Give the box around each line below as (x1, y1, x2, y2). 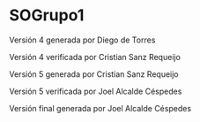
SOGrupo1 (9, 5, 85, 26)
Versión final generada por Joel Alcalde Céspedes (9, 103, 192, 113)
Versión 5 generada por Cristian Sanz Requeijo (9, 68, 179, 80)
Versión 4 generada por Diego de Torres (9, 34, 156, 45)
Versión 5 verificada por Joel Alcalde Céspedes (9, 86, 182, 96)
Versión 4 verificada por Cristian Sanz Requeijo (9, 51, 181, 62)
